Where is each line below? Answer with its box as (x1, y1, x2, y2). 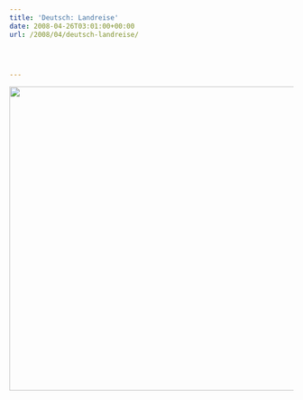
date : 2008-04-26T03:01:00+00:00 (9, 22, 135, 31)
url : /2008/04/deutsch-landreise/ (9, 30, 140, 39)
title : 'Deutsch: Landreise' (9, 13, 119, 23)
